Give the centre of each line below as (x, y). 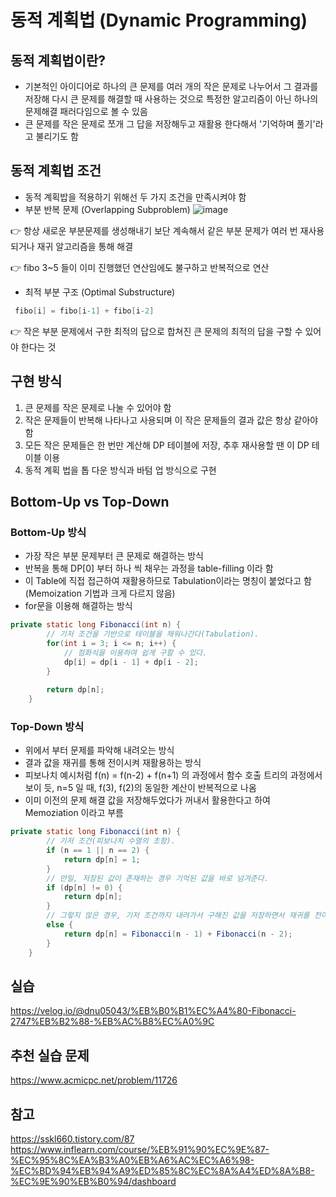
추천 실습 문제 (50, 1055)
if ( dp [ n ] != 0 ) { (84, 887)
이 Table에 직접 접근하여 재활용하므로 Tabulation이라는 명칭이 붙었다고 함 (168, 581)
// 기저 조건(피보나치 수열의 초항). (111, 841)
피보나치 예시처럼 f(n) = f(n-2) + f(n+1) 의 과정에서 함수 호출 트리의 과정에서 (173, 775)
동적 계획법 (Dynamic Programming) (159, 20)
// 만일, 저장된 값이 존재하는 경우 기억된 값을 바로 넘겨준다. (157, 878)
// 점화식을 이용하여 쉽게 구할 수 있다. (135, 652)
